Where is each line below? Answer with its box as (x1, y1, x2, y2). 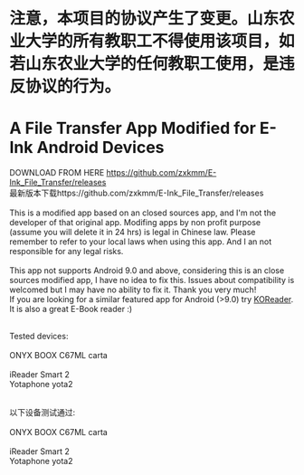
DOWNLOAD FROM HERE (9, 167, 105, 178)
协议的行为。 (25, 76, 121, 97)
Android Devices (36, 138, 165, 158)
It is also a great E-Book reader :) (9, 304, 133, 315)
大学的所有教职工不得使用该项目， (25, 31, 280, 52)
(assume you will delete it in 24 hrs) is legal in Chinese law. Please (9, 227, 256, 238)
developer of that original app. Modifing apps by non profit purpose (9, 217, 261, 228)
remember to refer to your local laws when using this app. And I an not (9, 236, 272, 247)
